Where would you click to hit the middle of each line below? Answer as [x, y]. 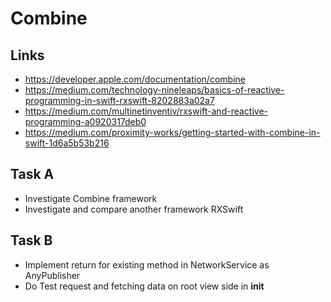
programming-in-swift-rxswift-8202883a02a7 [119, 100]
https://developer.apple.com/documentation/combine [135, 79]
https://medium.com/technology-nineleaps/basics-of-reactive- [154, 90]
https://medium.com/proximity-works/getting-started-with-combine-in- [172, 132]
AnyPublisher [52, 275]
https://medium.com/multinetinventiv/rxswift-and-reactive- [146, 111]
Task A [32, 174]
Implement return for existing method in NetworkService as [147, 264]
